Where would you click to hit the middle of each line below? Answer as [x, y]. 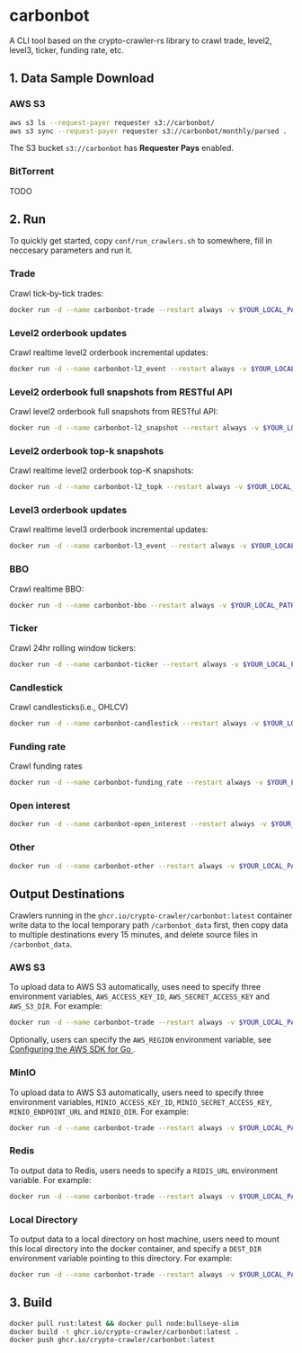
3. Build [31, 1303]
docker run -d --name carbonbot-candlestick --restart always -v [134, 723]
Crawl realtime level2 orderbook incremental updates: [109, 352]
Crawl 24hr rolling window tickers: [73, 647]
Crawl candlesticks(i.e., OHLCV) [69, 707]
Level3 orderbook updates [68, 511]
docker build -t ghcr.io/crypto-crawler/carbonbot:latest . [124, 1331]
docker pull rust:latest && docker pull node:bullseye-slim [124, 1323]
